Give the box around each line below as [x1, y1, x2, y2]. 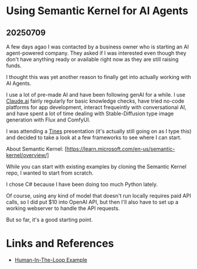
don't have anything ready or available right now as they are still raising [6, 56, 179, 63]
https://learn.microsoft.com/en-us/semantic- [66, 146, 175, 152]
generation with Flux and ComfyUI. [6, 116, 91, 123]
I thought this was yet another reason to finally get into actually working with [6, 74, 191, 80]
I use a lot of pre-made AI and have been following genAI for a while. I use [6, 91, 186, 98]
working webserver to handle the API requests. [6, 205, 120, 212]
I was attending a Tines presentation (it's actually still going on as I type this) [6, 128, 192, 134]
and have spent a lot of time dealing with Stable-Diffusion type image [6, 110, 174, 117]
